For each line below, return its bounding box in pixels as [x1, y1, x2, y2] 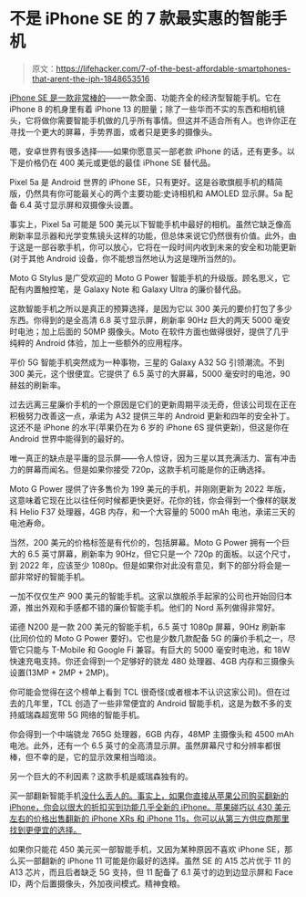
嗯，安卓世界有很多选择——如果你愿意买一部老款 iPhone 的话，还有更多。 [9, 145, 288, 156]
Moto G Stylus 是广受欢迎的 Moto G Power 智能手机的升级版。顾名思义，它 [9, 272, 291, 283]
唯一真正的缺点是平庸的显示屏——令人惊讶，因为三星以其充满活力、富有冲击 [9, 453, 297, 464]
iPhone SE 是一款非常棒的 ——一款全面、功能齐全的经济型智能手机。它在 [9, 92, 281, 103]
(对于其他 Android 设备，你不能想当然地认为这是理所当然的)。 [9, 253, 241, 264]
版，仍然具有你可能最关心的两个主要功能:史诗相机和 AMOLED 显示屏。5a [9, 188, 283, 199]
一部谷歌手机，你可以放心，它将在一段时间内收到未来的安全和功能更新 [33, 241, 297, 252]
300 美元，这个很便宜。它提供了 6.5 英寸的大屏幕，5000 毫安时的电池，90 [9, 368, 291, 379]
